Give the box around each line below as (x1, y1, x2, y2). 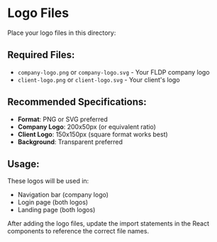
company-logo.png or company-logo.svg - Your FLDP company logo (17, 67, 211, 76)
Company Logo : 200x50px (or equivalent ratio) (17, 122, 156, 131)
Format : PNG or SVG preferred (17, 115, 108, 123)
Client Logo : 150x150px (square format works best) (17, 130, 168, 138)
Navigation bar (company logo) (17, 190, 108, 199)
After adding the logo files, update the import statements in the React (7, 219, 209, 228)
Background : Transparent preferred (17, 137, 123, 146)
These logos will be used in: (7, 177, 89, 185)
